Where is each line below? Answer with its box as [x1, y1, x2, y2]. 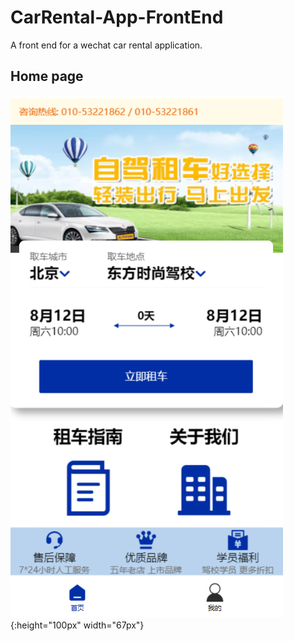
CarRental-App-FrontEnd [10, 6, 224, 29]
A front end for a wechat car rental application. [10, 39, 203, 51]
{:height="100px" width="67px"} [10, 619, 145, 631]
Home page [10, 68, 84, 85]
